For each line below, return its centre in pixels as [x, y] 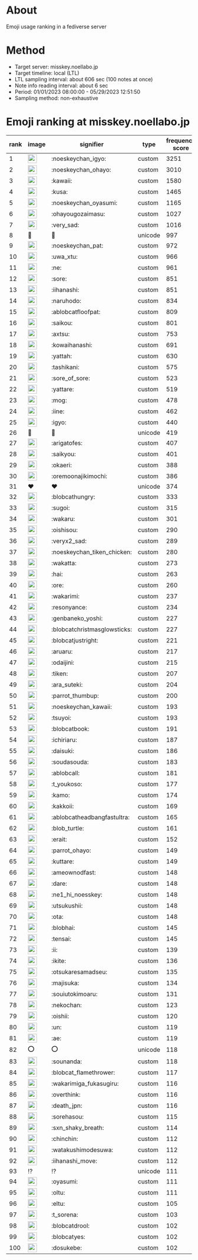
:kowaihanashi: [72, 345]
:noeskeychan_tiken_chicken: [91, 552]
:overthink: [66, 1094]
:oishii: [60, 1016]
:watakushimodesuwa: [82, 1150]
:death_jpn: [67, 1106]
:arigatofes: [67, 443]
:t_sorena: [65, 1215]
